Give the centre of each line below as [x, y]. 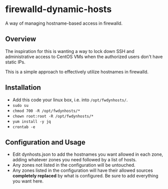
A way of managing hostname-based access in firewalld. [64, 23]
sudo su [20, 105]
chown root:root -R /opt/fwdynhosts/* [53, 116]
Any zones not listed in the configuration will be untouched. [74, 165]
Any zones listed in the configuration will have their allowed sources [82, 170]
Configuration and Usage [45, 142]
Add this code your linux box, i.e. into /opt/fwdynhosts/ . [70, 100]
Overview [21, 39]
